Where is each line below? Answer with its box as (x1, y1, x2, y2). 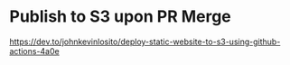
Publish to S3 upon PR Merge (9, 6, 232, 27)
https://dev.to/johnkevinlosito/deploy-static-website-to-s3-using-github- (9, 36, 281, 47)
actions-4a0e (9, 45, 61, 56)
